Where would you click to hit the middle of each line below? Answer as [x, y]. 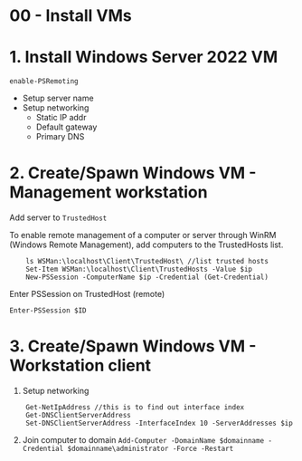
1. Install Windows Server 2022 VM [144, 58]
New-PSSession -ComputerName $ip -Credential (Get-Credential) [147, 277]
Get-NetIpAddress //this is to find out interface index [135, 408]
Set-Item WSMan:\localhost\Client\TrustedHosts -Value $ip [139, 269]
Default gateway [66, 127]
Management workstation [109, 192]
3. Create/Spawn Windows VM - [133, 346]
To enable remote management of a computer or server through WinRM [143, 235]
